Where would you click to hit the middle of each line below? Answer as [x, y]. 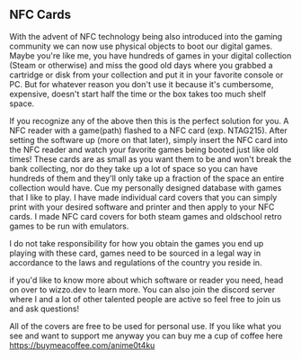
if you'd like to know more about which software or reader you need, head [146, 280]
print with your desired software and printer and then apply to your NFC [142, 207]
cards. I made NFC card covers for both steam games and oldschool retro [146, 216]
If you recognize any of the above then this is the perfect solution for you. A [149, 121]
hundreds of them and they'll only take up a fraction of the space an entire [147, 178]
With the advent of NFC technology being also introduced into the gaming [146, 36]
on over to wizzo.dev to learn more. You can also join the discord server [142, 289]
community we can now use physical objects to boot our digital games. [141, 46]
